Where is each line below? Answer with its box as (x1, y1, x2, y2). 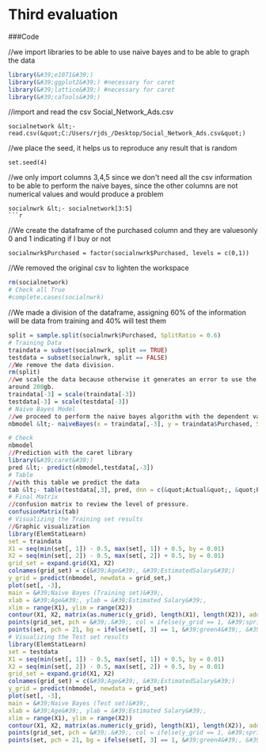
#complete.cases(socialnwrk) (8, 293, 104, 302)
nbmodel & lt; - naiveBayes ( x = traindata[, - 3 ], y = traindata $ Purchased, (8, 420, 253, 428)
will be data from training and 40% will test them (8, 316, 167, 326)
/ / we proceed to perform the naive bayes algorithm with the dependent (8, 412, 249, 421)
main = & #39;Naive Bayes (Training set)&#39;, (8, 589, 165, 597)
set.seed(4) (8, 158, 47, 167)
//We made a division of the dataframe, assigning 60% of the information (8, 307, 247, 318)
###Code (8, 32, 40, 41)
